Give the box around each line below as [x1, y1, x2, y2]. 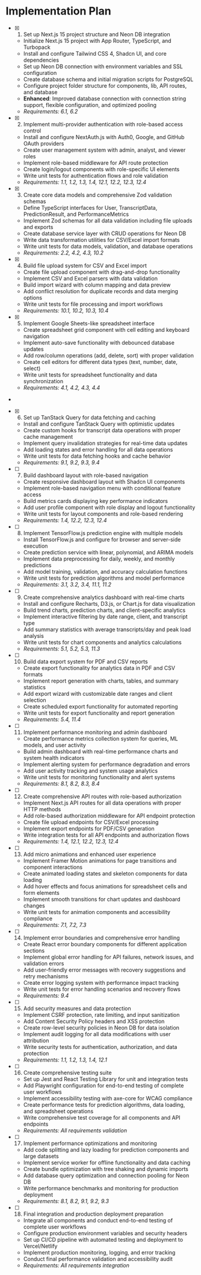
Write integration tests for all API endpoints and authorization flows [23, 831, 190, 839]
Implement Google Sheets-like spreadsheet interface [23, 319, 155, 327]
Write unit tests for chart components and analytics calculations [23, 638, 182, 646]
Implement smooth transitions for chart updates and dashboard [23, 895, 181, 903]
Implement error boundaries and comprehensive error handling [23, 934, 180, 941]
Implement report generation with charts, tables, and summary [23, 677, 179, 684]
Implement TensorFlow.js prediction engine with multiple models [23, 529, 183, 536]
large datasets [23, 1152, 59, 1160]
